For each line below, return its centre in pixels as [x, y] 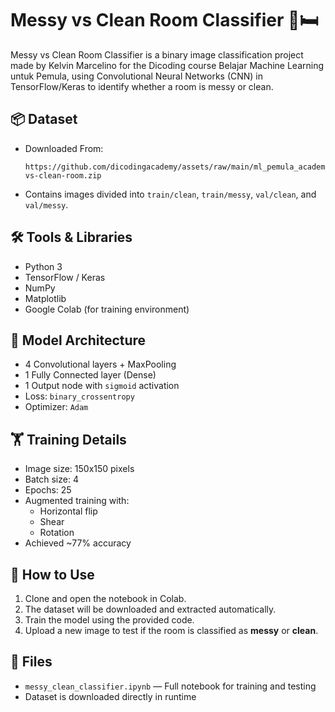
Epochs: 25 [48, 490]
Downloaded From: [64, 148]
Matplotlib [45, 298]
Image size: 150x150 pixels [79, 469]
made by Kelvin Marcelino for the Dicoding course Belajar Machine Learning [167, 65]
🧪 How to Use [52, 574]
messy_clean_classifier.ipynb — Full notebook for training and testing [170, 686]
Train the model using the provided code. [109, 620]
